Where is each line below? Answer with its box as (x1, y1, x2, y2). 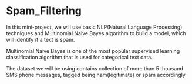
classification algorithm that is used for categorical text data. (6, 53, 153, 61)
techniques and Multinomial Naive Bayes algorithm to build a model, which (6, 29, 186, 36)
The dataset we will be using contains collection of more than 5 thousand (6, 65, 184, 72)
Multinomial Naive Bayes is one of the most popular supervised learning (6, 47, 180, 54)
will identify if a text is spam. (6, 36, 75, 43)
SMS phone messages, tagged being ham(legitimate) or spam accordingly (6, 71, 186, 78)
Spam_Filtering (6, 4, 82, 18)
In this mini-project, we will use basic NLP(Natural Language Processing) (6, 23, 183, 31)
